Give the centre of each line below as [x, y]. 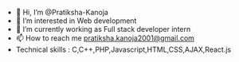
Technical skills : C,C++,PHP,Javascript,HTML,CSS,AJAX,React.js [123, 49]
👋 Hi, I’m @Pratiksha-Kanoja [62, 12]
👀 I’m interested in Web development [76, 21]
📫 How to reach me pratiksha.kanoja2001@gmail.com [105, 38]
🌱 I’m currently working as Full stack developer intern [103, 29]
